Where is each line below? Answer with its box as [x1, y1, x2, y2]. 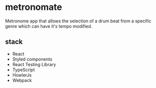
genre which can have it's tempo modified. [5, 23, 93, 29]
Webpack [12, 77, 32, 83]
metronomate [5, 1, 62, 13]
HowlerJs [12, 72, 32, 78]
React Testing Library [12, 61, 56, 67]
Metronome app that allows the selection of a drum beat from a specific [5, 18, 152, 24]
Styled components [12, 56, 52, 62]
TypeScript [12, 67, 35, 73]
